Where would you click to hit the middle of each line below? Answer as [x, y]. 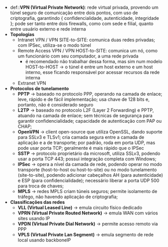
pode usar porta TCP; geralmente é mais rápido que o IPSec [81, 148]
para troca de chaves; [41, 186]
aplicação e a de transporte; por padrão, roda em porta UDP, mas [86, 143]
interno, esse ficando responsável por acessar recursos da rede [92, 72]
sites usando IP [34, 218]
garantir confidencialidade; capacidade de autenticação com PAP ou [90, 121]
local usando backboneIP [44, 240]
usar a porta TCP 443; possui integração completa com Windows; [87, 159]
